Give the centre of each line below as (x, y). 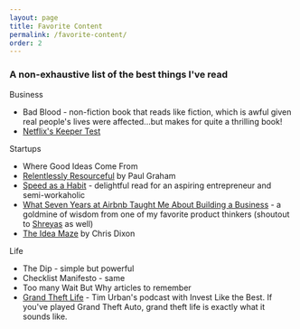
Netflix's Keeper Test (61, 131)
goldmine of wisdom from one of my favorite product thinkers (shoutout (156, 214)
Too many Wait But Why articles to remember (107, 287)
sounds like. (45, 316)
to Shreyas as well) (58, 223)
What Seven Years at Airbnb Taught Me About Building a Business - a (152, 204)
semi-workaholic (54, 194)
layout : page (34, 18)
